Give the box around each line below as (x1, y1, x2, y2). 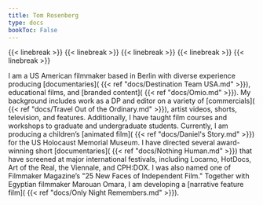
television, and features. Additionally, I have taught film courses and (8, 113, 228, 123)
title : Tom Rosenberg (8, 11, 79, 20)
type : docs (8, 19, 44, 27)
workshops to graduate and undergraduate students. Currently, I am (8, 121, 229, 130)
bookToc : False (8, 26, 58, 34)
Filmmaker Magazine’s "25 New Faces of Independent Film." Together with (8, 171, 250, 181)
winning (8, 146, 34, 156)
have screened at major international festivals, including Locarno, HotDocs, (8, 155, 252, 164)
